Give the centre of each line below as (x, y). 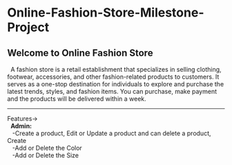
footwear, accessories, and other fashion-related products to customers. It (113, 77)
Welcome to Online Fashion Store (80, 53)
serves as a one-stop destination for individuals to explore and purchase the (116, 84)
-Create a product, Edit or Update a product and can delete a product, (112, 133)
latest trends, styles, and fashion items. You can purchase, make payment (112, 91)
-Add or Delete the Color (47, 148)
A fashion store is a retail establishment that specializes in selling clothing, (116, 69)
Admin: (21, 126)
